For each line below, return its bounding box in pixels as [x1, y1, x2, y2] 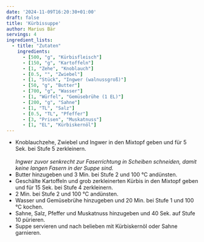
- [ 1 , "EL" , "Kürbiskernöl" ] [22, 122, 97, 128]
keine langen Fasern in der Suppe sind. [15, 165, 114, 172]
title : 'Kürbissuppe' [6, 20, 62, 26]
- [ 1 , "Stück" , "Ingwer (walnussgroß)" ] [22, 77, 127, 83]
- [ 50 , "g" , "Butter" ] [22, 83, 80, 89]
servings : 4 [6, 32, 37, 38]
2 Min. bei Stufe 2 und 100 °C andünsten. [15, 190, 119, 198]
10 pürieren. [15, 216, 46, 224]
